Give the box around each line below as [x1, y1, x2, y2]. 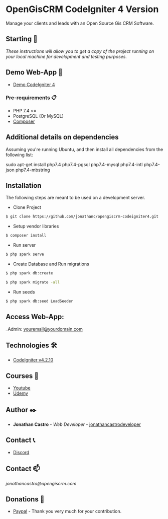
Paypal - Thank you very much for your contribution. [13, 508, 122, 514]
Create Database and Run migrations [13, 261, 89, 267]
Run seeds [13, 288, 35, 295]
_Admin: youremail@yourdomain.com [6, 326, 83, 332]
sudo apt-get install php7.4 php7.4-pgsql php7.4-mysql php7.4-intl [6, 161, 143, 167]
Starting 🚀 [6, 35, 38, 43]
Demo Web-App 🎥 [6, 68, 63, 77]
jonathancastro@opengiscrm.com [6, 480, 77, 486]
